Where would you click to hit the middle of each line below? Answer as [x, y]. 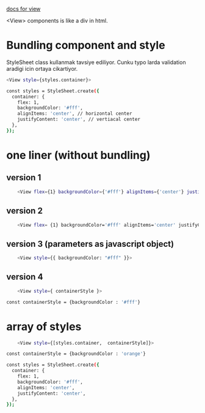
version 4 [25, 277]
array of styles [44, 327]
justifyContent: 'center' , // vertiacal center [79, 119]
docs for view [23, 9]
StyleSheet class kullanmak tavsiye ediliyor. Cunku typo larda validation [96, 62]
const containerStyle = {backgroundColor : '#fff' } [73, 302]
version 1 [24, 177]
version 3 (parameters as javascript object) [90, 244]
